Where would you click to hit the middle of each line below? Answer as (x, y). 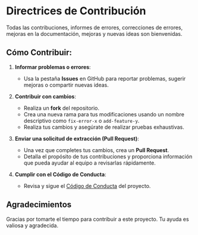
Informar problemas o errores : (53, 67)
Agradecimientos (39, 205)
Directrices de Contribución (76, 11)
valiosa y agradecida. (32, 225)
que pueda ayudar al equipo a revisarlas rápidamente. (90, 163)
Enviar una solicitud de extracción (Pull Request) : (77, 138)
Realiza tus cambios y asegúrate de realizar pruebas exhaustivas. (104, 127)
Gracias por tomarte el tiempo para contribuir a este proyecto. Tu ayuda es (98, 219)
